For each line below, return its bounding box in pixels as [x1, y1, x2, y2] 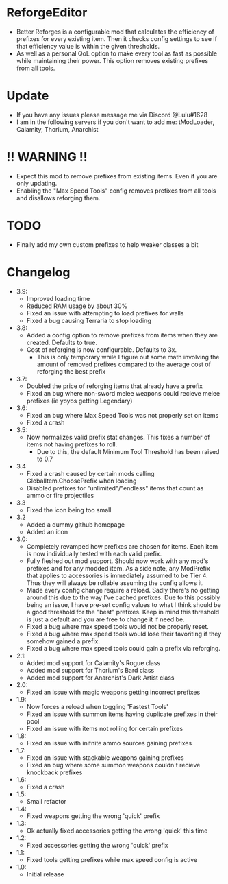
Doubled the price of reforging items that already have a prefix [26, 382, 203, 390]
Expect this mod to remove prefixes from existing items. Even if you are [16, 171, 218, 180]
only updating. [16, 179, 58, 187]
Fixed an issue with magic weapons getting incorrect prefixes [26, 688, 201, 696]
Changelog [6, 264, 71, 280]
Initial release [26, 870, 64, 879]
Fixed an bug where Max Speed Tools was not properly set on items [26, 411, 219, 419]
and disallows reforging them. [16, 193, 101, 202]
